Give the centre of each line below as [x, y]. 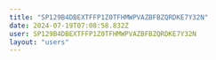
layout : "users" [39, 42]
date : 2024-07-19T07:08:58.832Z [69, 26]
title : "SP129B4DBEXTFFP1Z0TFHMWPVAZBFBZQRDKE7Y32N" [109, 17]
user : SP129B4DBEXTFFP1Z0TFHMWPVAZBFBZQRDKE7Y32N [103, 34]
